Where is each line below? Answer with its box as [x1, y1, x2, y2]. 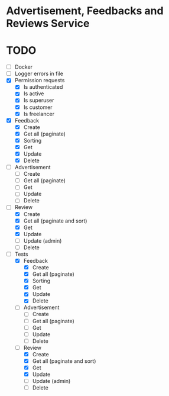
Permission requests [14, 77, 65, 84]
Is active [23, 90, 44, 97]
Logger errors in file [14, 70, 64, 78]
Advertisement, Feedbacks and [6, 4, 164, 18]
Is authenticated [23, 83, 63, 91]
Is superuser [23, 96, 54, 104]
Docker [14, 63, 33, 70]
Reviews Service [6, 17, 90, 30]
